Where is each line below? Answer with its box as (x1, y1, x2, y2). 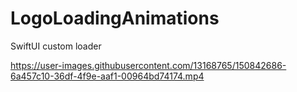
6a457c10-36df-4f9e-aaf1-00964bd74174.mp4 (10, 70, 205, 82)
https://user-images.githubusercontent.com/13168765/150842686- (10, 59, 287, 71)
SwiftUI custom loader (10, 40, 102, 52)
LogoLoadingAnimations (10, 7, 220, 30)
